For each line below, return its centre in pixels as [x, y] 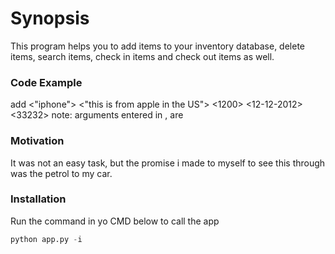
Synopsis [50, 18]
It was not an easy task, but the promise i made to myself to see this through [168, 163]
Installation [38, 199]
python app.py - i [46, 239]
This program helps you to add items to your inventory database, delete [157, 46]
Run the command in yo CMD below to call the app [115, 221]
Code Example [46, 82]
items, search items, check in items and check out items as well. [142, 56]
